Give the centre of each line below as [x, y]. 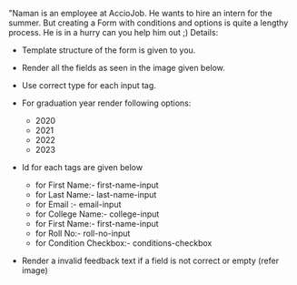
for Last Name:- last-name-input [96, 194]
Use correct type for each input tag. [89, 85]
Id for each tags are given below [82, 167]
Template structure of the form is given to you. [109, 50]
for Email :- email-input [78, 204]
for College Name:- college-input [97, 214]
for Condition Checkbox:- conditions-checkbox [124, 243]
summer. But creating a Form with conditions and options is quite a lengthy [148, 23]
